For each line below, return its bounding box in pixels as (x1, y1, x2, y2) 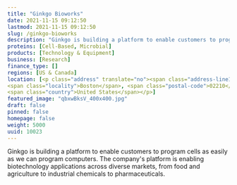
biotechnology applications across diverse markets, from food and (7, 162, 200, 171)
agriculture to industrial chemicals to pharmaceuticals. (7, 170, 166, 178)
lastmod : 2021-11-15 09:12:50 (7, 23, 97, 30)
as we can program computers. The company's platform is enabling (7, 155, 205, 163)
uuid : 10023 (7, 128, 42, 135)
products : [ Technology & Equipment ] (7, 50, 115, 57)
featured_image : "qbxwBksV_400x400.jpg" (7, 96, 128, 103)
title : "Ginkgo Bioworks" (7, 10, 83, 18)
